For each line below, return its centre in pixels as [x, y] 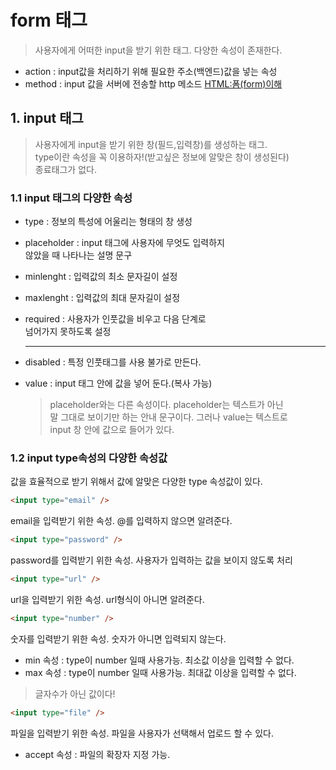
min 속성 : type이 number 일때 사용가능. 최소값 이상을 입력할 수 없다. [159, 660]
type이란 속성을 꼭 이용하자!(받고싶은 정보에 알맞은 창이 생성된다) [162, 157]
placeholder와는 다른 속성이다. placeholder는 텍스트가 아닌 [166, 405]
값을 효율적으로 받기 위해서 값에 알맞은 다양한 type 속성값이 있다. [136, 482]
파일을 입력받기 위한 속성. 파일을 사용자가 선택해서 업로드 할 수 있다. [142, 733]
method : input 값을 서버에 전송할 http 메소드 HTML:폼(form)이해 [153, 83]
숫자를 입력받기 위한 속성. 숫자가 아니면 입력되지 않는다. [118, 638]
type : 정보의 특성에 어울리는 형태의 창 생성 [108, 222]
